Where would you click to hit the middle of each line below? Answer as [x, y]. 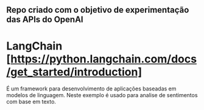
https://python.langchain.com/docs [104, 59]
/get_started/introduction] [74, 72]
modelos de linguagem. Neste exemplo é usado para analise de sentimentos [102, 95]
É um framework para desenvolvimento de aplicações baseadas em [91, 89]
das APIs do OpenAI [45, 20]
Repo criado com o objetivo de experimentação [98, 10]
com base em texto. [31, 102]
